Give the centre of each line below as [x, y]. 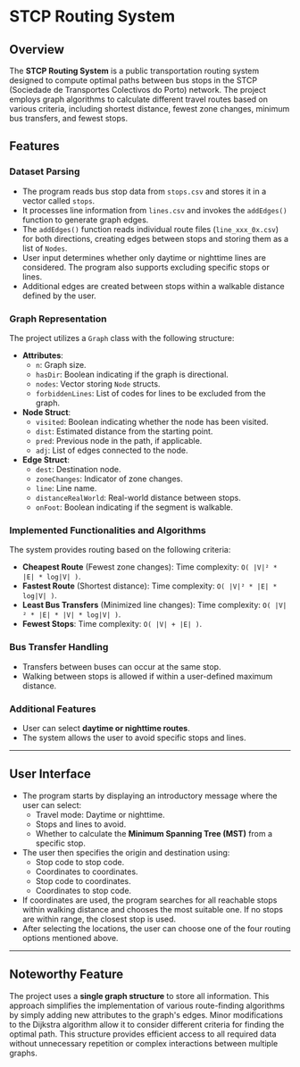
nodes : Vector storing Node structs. [98, 383]
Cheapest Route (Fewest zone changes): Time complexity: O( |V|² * [150, 567]
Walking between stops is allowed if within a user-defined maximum [147, 676]
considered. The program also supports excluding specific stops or [146, 267]
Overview [37, 50]
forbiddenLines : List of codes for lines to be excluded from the [150, 393]
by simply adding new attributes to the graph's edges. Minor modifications [146, 1014]
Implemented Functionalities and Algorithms [108, 530]
